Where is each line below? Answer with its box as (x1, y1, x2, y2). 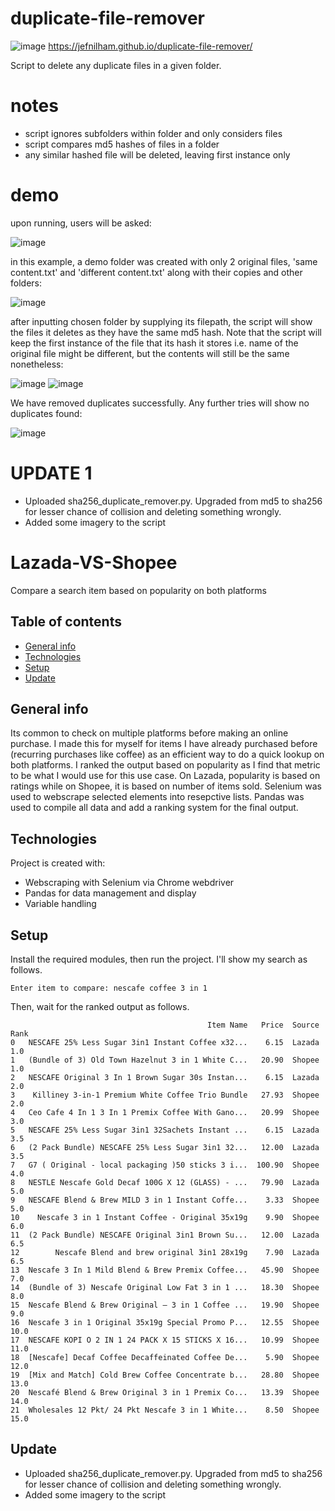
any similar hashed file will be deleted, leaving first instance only (24, 148, 291, 161)
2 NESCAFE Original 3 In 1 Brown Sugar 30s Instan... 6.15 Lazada (10, 1072, 320, 1082)
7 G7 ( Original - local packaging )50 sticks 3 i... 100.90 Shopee (10, 1160, 320, 1170)
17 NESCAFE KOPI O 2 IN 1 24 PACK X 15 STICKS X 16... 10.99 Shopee (10, 1335, 320, 1345)
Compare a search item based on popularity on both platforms (10, 584, 267, 596)
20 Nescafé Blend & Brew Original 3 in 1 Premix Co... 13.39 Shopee (10, 1387, 320, 1397)
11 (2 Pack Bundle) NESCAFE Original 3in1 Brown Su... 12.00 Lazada (10, 1230, 320, 1240)
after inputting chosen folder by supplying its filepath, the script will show (10, 315, 313, 327)
